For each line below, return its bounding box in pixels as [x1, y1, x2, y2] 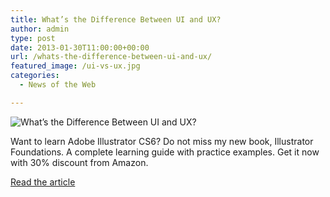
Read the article [10, 176, 76, 188]
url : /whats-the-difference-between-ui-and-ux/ [10, 52, 213, 62]
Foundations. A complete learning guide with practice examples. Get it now [10, 146, 320, 158]
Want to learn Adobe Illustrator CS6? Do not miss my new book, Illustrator [10, 135, 314, 147]
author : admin [10, 24, 70, 34]
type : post [10, 33, 56, 43]
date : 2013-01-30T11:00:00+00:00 [10, 42, 150, 53]
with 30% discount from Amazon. [10, 156, 149, 168]
